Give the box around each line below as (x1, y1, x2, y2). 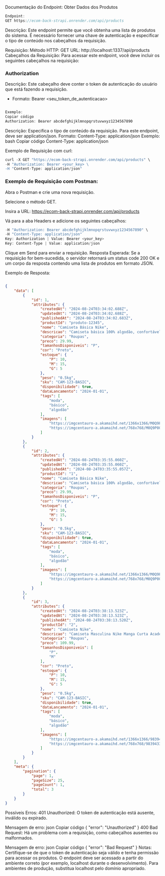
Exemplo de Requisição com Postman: (5, 178, 98, 185)
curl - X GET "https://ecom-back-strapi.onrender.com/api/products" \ (5, 157, 151, 162)
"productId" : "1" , (40, 471, 78, 476)
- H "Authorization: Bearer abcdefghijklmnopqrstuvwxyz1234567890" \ (5, 227, 148, 232)
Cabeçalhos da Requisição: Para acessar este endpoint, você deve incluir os (5, 52, 160, 58)
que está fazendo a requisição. (5, 86, 68, 93)
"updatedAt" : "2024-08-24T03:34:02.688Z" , (40, 311, 129, 316)
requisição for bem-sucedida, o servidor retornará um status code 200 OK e (5, 255, 160, 261)
